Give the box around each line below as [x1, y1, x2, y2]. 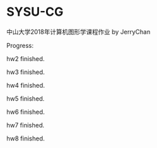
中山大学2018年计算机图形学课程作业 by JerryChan [6, 27, 151, 36]
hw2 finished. [6, 54, 45, 62]
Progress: [6, 41, 34, 49]
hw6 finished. [6, 108, 45, 116]
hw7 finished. [6, 121, 45, 129]
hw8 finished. [6, 134, 45, 143]
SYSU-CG [6, 4, 64, 20]
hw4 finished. [6, 81, 45, 89]
